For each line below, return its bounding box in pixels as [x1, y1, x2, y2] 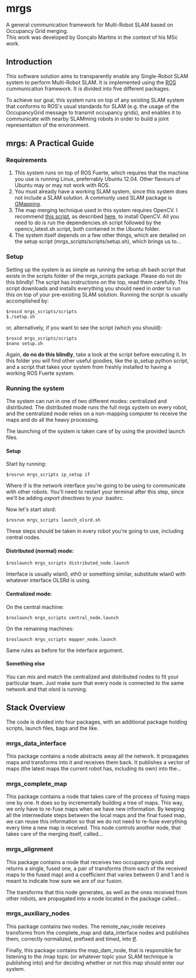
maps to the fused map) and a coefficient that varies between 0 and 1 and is [6, 871, 190, 878]
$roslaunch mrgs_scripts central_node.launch [6, 614, 119, 621]
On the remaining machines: [6, 625, 74, 632]
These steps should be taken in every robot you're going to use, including [6, 527, 184, 535]
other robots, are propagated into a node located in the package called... [6, 895, 181, 902]
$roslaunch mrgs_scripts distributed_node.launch [6, 560, 130, 566]
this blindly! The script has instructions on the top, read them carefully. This [6, 278, 188, 285]
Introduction [6, 57, 53, 67]
